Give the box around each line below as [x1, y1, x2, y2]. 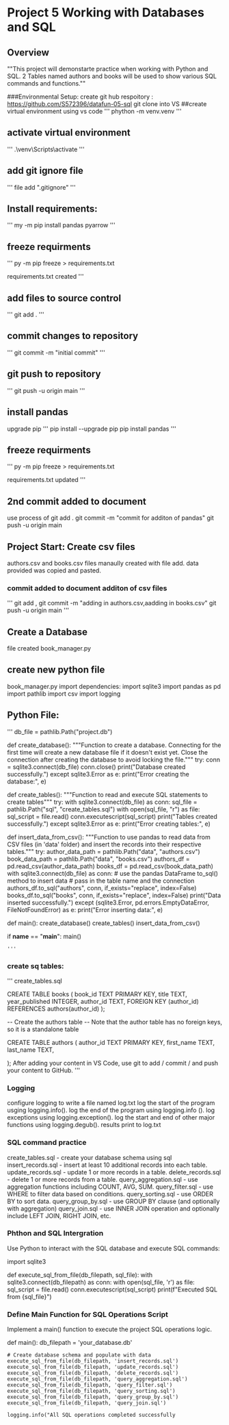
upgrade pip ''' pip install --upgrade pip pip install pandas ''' [7, 425, 176, 433]
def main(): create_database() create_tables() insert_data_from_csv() [7, 919, 200, 927]
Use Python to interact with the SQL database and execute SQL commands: [7, 1244, 220, 1252]
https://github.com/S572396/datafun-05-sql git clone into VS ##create [7, 100, 207, 108]
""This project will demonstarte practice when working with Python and [7, 65, 208, 73]
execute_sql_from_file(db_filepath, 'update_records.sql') [7, 1364, 179, 1371]
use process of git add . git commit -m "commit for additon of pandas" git [7, 514, 214, 522]
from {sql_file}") [7, 1292, 53, 1300]
